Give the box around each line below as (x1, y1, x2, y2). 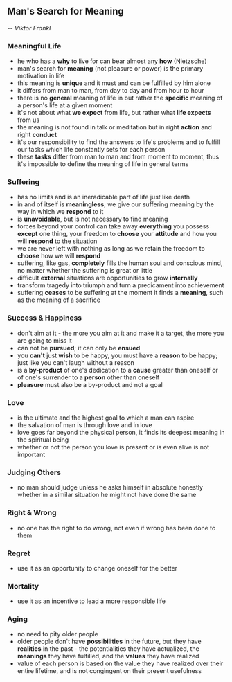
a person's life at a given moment (17, 101, 113, 109)
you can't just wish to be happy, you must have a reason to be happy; (17, 351, 218, 359)
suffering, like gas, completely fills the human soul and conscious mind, (17, 259, 223, 267)
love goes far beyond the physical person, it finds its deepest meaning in (17, 429, 225, 436)
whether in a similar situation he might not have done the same (17, 491, 197, 499)
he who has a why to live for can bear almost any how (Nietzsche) (17, 57, 207, 65)
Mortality (7, 581, 39, 591)
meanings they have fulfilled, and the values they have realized (17, 652, 199, 661)
